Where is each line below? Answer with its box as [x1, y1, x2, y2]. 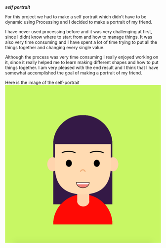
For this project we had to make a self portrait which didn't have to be [5, 14, 147, 19]
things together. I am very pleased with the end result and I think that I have [5, 64, 159, 70]
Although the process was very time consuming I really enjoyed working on [5, 54, 159, 60]
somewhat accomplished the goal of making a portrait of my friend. [5, 70, 142, 76]
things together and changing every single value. [5, 45, 105, 50]
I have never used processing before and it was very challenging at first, [5, 29, 152, 34]
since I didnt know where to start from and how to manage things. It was [5, 34, 153, 40]
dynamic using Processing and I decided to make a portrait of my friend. [5, 19, 152, 25]
